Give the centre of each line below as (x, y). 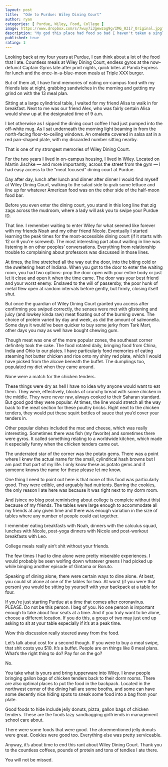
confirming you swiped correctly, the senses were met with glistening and (81, 309)
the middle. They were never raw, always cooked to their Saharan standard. (83, 397)
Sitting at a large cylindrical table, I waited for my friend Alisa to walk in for (82, 103)
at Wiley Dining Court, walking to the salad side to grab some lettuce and (80, 184)
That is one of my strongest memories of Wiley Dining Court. (67, 149)
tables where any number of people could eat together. (62, 516)
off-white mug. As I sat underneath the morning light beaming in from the (80, 129)
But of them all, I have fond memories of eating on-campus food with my (80, 82)
